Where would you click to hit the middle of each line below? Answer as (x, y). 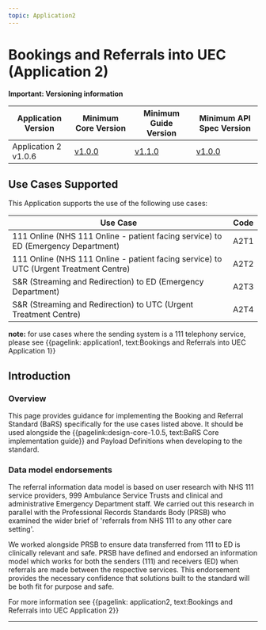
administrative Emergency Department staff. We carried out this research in (131, 504)
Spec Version (225, 128)
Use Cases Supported (63, 184)
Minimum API (225, 118)
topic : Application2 (42, 15)
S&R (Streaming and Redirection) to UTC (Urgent (103, 304)
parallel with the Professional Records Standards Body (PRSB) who (117, 513)
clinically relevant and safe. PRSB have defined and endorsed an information (133, 553)
